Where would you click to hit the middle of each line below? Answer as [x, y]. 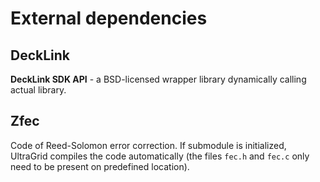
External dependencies [109, 18]
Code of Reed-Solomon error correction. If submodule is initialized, [148, 145]
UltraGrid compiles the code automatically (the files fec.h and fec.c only [160, 156]
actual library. [38, 90]
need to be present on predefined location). [100, 166]
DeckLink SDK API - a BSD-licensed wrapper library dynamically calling [158, 79]
